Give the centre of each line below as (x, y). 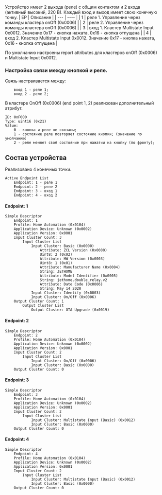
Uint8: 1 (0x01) (56, 263)
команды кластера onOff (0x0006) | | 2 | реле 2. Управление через (74, 22)
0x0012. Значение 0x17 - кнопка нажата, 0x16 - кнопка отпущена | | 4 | (78, 33)
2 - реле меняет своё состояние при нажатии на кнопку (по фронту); (84, 143)
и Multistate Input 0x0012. (31, 58)
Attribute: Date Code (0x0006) (71, 284)
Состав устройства (36, 158)
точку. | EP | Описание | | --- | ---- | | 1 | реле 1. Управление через (73, 17)
